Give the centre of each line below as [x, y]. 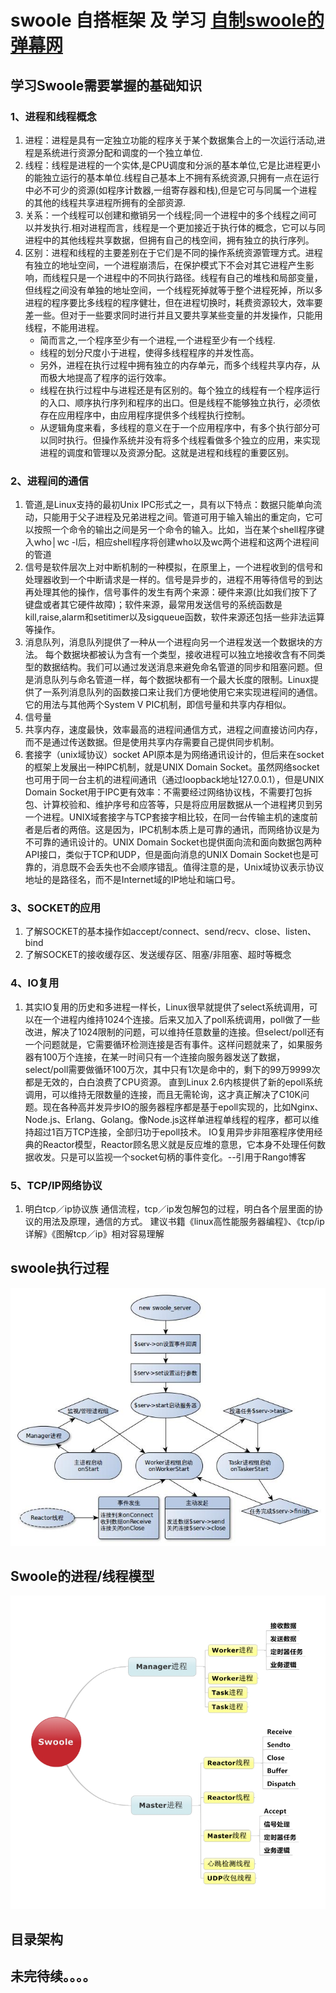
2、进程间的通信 [49, 481]
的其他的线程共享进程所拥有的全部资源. [105, 202]
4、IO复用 [35, 983]
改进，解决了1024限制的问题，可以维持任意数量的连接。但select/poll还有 [174, 1032]
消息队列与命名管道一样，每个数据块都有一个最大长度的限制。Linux [172, 680]
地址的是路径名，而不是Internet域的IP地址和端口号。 [132, 880]
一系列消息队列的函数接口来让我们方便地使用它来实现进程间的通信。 [182, 692]
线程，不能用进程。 [64, 327]
